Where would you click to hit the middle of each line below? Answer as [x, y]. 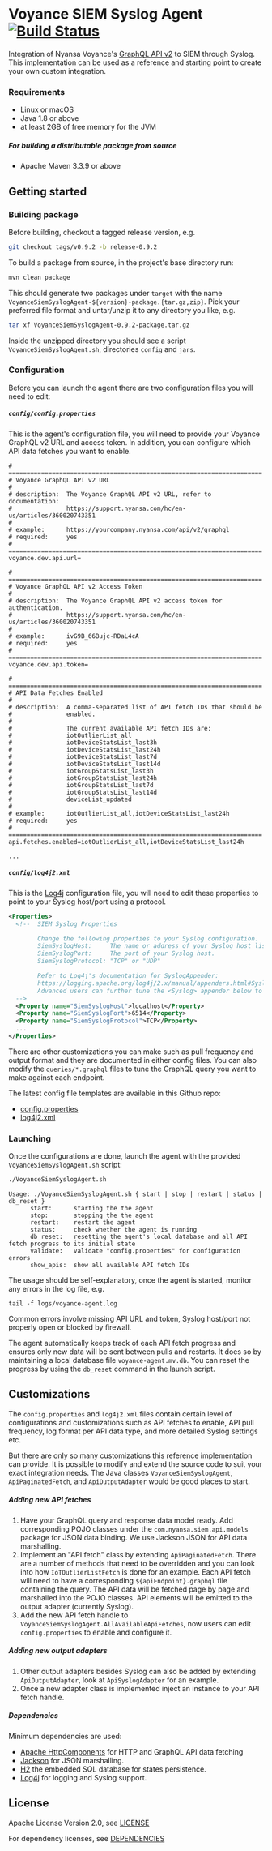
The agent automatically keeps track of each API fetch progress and [122, 1343]
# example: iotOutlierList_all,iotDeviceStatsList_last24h [119, 813]
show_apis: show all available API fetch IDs [110, 1266]
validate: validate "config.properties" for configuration [135, 1251]
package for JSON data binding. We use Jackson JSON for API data [134, 1537]
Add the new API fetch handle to [74, 1615]
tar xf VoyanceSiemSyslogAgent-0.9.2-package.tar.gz [99, 325]
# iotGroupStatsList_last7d [81, 785]
